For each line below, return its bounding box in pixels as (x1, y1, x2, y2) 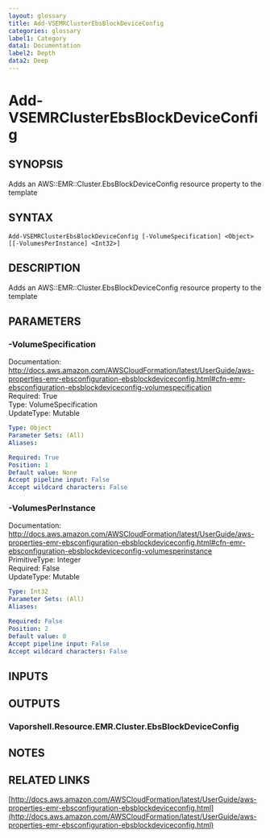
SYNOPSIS (8, 158, 64, 172)
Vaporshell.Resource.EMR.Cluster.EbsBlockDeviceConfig (8, 721, 239, 732)
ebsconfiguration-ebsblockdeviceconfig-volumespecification (8, 383, 212, 392)
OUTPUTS (8, 697, 60, 711)
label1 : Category (8, 34, 67, 43)
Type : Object (8, 424, 52, 432)
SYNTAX (8, 211, 54, 225)
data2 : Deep (8, 57, 48, 65)
